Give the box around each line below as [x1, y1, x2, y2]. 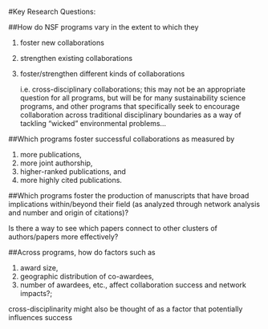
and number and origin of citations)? [8, 208, 129, 217]
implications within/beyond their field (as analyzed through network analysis [8, 200, 261, 209]
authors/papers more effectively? [8, 232, 119, 242]
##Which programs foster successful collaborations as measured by [8, 134, 235, 144]
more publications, [19, 150, 82, 159]
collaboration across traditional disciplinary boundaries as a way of [19, 110, 242, 120]
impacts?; [19, 289, 53, 298]
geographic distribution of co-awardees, [19, 272, 154, 281]
